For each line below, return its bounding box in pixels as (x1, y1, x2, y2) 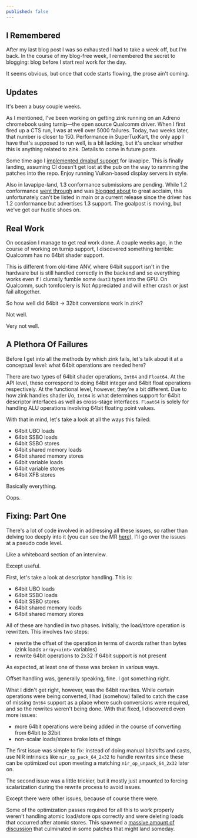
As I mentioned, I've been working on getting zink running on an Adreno (6, 115, 181, 122)
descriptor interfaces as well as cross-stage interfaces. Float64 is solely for (6, 398, 189, 405)
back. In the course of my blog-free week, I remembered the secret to (6, 53, 176, 60)
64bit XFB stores (14, 471, 56, 478)
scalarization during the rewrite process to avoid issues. (6, 783, 142, 790)
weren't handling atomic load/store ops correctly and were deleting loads (6, 813, 184, 820)
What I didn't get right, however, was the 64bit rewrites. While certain (6, 686, 175, 693)
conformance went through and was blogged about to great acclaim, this (6, 187, 183, 195)
